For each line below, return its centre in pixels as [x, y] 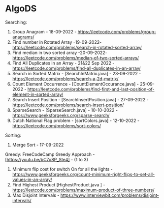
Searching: [16, 22]
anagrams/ [23, 37]
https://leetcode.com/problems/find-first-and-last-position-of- [91, 89]
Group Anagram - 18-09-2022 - [44, 31]
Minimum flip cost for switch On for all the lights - [62, 169]
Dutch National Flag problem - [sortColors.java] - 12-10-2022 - [76, 120]
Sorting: [13, 135]
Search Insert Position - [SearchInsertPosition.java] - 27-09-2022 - [81, 99]
